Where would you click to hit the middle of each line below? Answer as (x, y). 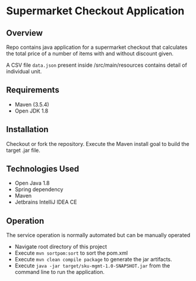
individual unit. (24, 71)
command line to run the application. (60, 272)
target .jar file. (23, 150)
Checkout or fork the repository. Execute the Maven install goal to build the (98, 143)
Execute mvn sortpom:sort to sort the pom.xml (71, 253)
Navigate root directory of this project (61, 247)
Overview (25, 33)
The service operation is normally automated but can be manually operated (98, 235)
